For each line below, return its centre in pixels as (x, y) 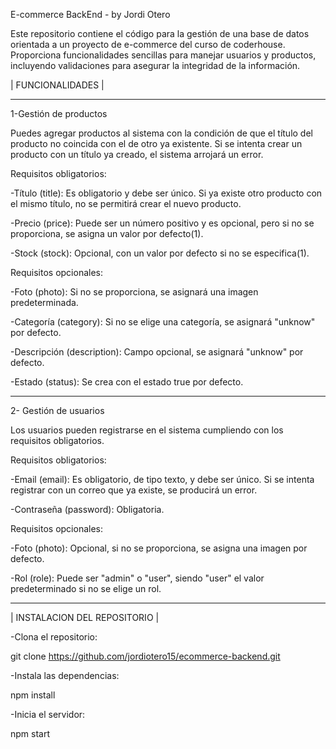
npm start (30, 733)
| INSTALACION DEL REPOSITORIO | (85, 617)
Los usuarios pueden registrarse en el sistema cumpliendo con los (147, 430)
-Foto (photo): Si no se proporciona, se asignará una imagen (134, 292)
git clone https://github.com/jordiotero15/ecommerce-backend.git (145, 656)
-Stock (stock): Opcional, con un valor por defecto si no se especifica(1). (160, 253)
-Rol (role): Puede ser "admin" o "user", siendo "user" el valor (137, 578)
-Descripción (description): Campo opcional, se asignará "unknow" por (157, 352)
